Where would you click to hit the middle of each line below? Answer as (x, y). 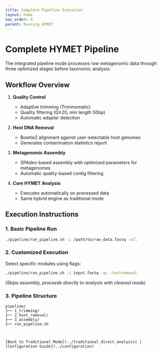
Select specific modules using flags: (43, 263)
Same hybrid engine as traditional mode (62, 198)
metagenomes (35, 168)
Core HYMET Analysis (37, 183)
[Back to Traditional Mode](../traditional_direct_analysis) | (74, 342)
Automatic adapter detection (50, 118)
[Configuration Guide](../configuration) (50, 346)
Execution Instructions (42, 214)
